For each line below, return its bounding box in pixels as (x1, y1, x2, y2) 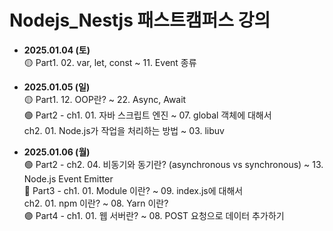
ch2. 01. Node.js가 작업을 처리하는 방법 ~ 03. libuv (23, 124, 225, 136)
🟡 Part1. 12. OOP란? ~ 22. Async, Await (23, 93, 187, 105)
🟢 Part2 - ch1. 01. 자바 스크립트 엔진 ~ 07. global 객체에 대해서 (23, 109, 272, 121)
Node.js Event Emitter (23, 172, 114, 185)
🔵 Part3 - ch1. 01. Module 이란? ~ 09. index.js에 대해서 (23, 184, 244, 196)
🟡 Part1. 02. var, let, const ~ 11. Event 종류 (23, 56, 197, 68)
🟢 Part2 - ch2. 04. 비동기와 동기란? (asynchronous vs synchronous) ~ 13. (23, 158, 324, 170)
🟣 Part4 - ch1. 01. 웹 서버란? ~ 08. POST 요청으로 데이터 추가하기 (23, 209, 285, 221)
